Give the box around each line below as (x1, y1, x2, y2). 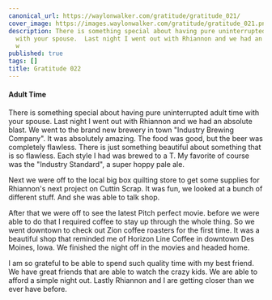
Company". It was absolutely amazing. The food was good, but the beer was (8, 133, 263, 143)
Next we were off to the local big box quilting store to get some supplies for (8, 175, 261, 185)
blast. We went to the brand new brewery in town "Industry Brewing (8, 125, 235, 135)
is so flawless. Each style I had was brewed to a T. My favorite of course (8, 151, 249, 161)
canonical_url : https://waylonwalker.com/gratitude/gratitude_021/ (8, 11, 241, 20)
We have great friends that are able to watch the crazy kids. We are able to (8, 267, 257, 276)
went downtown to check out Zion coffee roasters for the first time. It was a (8, 225, 261, 235)
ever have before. (8, 284, 67, 294)
